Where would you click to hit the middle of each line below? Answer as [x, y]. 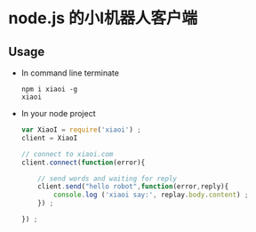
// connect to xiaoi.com [67, 154]
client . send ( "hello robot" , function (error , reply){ [133, 187]
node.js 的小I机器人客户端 [103, 18]
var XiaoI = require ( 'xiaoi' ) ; [81, 130]
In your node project [58, 113]
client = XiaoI [49, 138]
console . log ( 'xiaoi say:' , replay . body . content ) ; [151, 195]
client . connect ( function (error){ [83, 162]
